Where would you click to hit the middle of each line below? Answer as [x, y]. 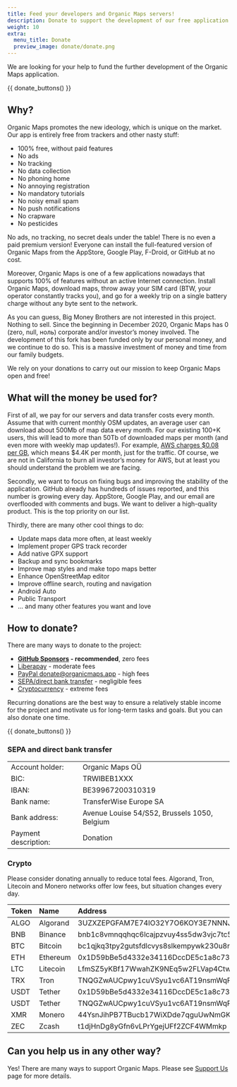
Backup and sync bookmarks [60, 561]
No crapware [36, 215]
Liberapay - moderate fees [56, 666]
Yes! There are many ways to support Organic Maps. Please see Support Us [118, 1068]
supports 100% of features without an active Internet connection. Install [111, 280]
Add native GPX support [53, 553]
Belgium [96, 821]
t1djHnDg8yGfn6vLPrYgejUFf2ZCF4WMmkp [152, 1026]
